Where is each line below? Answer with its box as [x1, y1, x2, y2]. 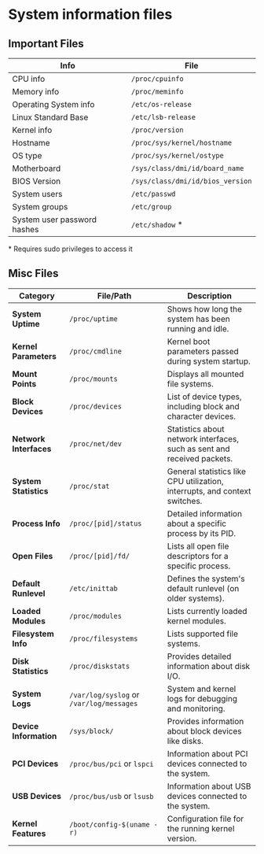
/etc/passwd [130, 190, 176, 198]
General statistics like [167, 466, 246, 477]
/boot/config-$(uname [69, 820, 151, 829]
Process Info [12, 518, 60, 529]
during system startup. [167, 356, 251, 367]
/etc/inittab [69, 584, 118, 593]
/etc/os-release [130, 100, 192, 109]
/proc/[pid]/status [69, 519, 142, 528]
